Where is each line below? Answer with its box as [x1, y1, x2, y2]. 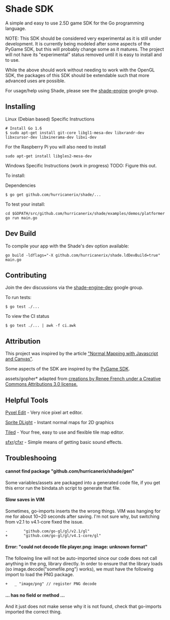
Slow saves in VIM [5, 497, 45, 503]
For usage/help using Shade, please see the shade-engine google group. [5, 87, 159, 93]
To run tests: [5, 294, 32, 301]
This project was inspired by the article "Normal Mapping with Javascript [5, 351, 158, 357]
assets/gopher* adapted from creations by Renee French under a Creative [5, 376, 161, 382]
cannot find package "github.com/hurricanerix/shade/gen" [5, 468, 134, 474]
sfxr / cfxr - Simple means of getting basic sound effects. [5, 439, 123, 445]
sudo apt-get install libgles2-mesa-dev [5, 154, 93, 159]
